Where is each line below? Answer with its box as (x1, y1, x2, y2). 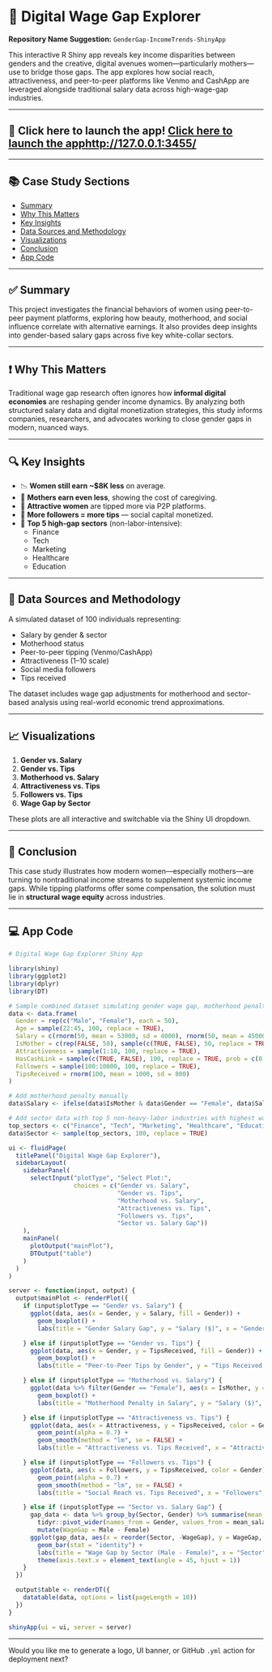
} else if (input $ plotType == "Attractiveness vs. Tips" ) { (23, 1413, 230, 1422)
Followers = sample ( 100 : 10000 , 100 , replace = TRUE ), (15, 1062, 201, 1070)
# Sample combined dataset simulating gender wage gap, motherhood (8, 1002, 241, 1010)
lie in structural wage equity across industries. (8, 892, 166, 902)
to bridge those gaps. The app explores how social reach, (22, 67, 215, 76)
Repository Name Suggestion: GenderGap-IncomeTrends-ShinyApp (8, 34, 227, 44)
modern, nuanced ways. (8, 423, 89, 432)
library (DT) (8, 987, 49, 995)
